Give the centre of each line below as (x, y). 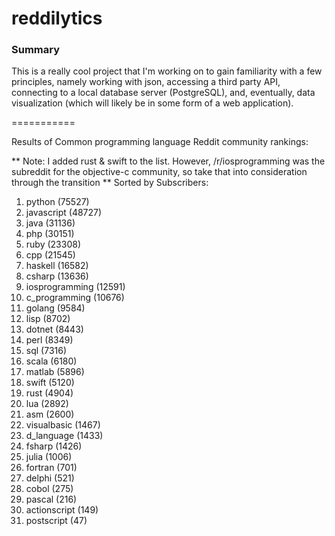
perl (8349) (49, 340)
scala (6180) (51, 361)
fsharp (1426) (54, 446)
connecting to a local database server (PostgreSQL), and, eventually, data (163, 93)
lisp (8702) (48, 319)
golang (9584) (55, 308)
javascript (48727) (64, 213)
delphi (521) (50, 478)
